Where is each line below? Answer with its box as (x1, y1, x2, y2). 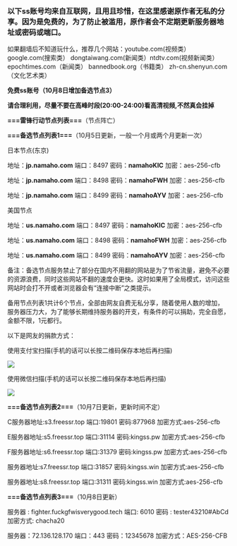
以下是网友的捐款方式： (7, 332, 75, 340)
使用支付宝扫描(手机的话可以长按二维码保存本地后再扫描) (7, 346, 173, 355)
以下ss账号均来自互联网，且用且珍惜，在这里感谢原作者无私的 (7, 6, 218, 16)
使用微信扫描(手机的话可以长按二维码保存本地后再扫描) (7, 375, 167, 383)
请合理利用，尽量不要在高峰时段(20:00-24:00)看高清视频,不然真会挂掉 (7, 101, 214, 110)
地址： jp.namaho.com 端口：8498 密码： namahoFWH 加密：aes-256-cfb (7, 176, 225, 185)
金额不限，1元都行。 (7, 316, 66, 325)
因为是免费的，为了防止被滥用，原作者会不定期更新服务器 (21, 16, 217, 26)
